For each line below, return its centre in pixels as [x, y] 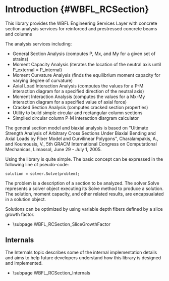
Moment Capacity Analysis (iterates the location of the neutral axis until [87, 64]
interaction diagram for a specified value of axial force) [70, 102]
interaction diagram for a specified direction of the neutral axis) [78, 91]
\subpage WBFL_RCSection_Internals [51, 273]
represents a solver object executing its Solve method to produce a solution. [84, 189]
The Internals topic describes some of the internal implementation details [81, 252]
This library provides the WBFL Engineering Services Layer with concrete [81, 23]
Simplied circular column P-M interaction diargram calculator [76, 118]
